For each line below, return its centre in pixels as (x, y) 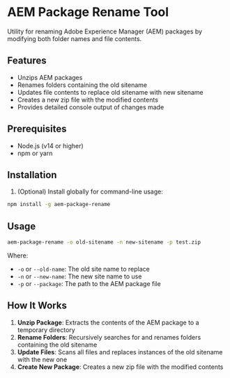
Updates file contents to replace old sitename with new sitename (110, 92)
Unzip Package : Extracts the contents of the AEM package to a (108, 322)
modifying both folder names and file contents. (75, 38)
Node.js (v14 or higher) (50, 145)
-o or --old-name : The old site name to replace (83, 269)
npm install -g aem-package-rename (59, 205)
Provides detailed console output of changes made (91, 107)
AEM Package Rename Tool (88, 12)
